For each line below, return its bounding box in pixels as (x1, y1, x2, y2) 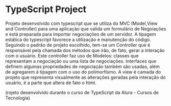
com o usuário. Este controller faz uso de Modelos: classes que (5, 52, 139, 59)
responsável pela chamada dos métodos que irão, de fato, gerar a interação (5, 47, 165, 53)
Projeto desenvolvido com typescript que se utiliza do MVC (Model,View (5, 20, 158, 26)
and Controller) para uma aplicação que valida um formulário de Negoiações (5, 25, 166, 31)
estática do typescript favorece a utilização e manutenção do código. (5, 37, 152, 43)
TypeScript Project (5, 4, 87, 15)
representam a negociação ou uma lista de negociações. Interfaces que (5, 58, 157, 64)
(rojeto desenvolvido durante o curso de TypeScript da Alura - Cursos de (5, 89, 159, 95)
